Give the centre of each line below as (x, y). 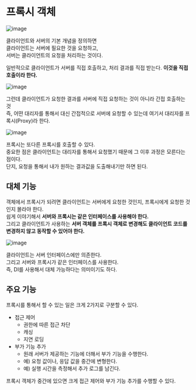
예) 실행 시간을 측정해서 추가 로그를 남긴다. (72, 368)
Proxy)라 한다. (34, 120)
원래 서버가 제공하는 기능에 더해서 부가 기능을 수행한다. (86, 354)
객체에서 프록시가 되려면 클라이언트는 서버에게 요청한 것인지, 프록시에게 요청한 (95, 202)
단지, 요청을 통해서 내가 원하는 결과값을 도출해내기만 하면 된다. (77, 166)
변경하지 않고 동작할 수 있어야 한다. (45, 231)
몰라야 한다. (30, 209)
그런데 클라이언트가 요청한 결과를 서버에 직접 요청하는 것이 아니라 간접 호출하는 (96, 99)
